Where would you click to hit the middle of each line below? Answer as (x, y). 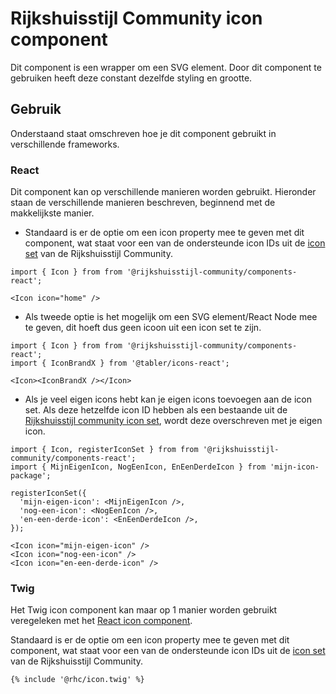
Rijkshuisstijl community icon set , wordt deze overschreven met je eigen (173, 421)
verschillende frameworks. (65, 144)
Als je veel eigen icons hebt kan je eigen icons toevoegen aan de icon (168, 399)
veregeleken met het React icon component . (101, 621)
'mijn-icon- (294, 467)
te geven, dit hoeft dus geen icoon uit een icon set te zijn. (143, 328)
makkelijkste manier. (52, 213)
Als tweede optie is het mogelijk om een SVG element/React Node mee (171, 317)
